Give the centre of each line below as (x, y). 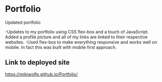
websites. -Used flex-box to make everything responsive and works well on (81, 42)
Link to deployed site (37, 62)
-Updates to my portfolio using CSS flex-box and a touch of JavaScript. (77, 32)
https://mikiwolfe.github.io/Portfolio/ (42, 74)
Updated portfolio (23, 22)
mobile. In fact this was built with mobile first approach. (61, 47)
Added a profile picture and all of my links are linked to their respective (76, 37)
